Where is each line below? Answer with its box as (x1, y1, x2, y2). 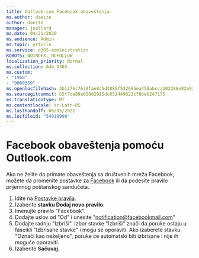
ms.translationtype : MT (6, 96, 65, 102)
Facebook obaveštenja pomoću (6, 138, 164, 152)
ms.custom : (6, 69, 33, 75)
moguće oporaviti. (14, 239, 59, 246)
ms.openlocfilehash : (6, 86, 57, 92)
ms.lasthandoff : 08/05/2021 (6, 108, 76, 114)
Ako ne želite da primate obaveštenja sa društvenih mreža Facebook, (6, 171, 175, 178)
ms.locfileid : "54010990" (6, 113, 70, 119)
